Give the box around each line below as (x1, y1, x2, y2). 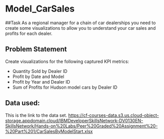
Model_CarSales (5, 3, 75, 15)
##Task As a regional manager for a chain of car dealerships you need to (5, 20, 156, 26)
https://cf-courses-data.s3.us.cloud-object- (68, 112, 159, 118)
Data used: (5, 99, 40, 107)
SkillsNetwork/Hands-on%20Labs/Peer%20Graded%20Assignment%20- (5, 123, 158, 129)
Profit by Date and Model (12, 74, 64, 80)
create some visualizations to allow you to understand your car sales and (5, 25, 156, 31)
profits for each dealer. (5, 30, 53, 36)
